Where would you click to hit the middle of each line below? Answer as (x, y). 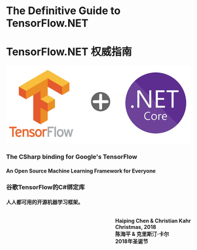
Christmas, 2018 (136, 227)
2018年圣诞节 (132, 241)
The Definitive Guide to (63, 11)
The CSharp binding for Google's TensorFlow (72, 157)
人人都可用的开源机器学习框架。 (45, 202)
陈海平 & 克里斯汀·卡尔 (142, 234)
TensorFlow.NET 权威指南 (69, 52)
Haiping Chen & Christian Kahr (153, 221)
